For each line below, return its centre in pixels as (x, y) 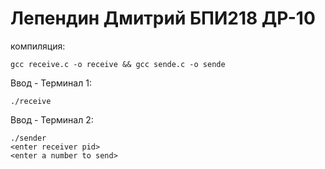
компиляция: (38, 46)
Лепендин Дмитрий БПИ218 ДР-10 (163, 18)
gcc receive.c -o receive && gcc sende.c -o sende (118, 64)
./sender (28, 138)
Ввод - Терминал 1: (51, 83)
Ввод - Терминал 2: (52, 119)
